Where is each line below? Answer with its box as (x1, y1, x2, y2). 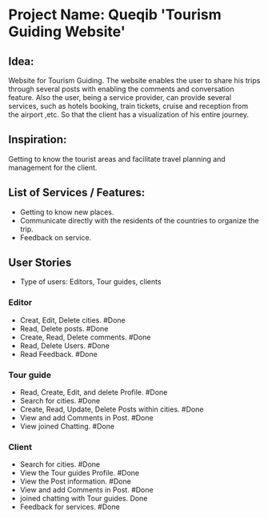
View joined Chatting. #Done (19, 422, 114, 432)
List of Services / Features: (8, 186, 146, 199)
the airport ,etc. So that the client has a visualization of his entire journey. (8, 110, 250, 119)
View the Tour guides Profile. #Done (19, 468, 140, 478)
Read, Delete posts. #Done (19, 323, 109, 333)
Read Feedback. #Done (19, 349, 98, 359)
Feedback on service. (19, 232, 92, 242)
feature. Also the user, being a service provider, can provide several (8, 93, 232, 102)
